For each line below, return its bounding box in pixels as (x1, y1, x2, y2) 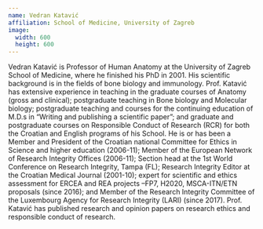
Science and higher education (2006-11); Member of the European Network (8, 146, 253, 155)
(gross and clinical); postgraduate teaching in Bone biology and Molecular (8, 96, 247, 105)
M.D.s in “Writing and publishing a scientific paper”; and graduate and (8, 112, 234, 122)
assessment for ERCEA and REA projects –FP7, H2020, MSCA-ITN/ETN (8, 179, 238, 188)
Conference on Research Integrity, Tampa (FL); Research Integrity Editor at (8, 162, 250, 172)
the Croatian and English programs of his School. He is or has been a (8, 129, 232, 138)
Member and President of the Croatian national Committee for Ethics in (8, 137, 238, 147)
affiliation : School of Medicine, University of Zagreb (8, 19, 195, 27)
